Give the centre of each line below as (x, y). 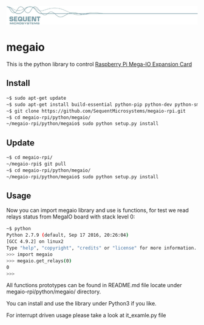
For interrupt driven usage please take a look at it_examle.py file (86, 315)
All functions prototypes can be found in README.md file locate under (94, 285)
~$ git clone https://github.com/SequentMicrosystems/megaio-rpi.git (96, 111)
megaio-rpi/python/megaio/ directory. (54, 292)
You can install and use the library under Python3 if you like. (81, 304)
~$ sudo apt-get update (36, 98)
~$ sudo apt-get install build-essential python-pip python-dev (89, 104)
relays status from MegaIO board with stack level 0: (71, 217)
